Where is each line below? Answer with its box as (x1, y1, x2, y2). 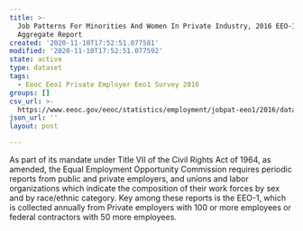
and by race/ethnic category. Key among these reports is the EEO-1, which (9, 192, 287, 203)
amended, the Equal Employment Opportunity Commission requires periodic (9, 164, 293, 174)
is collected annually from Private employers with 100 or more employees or (9, 202, 291, 212)
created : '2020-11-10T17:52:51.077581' (9, 38, 160, 48)
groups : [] (9, 88, 50, 97)
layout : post (9, 122, 59, 131)
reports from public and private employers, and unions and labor (9, 173, 250, 184)
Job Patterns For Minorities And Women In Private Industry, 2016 (17, 22, 272, 31)
